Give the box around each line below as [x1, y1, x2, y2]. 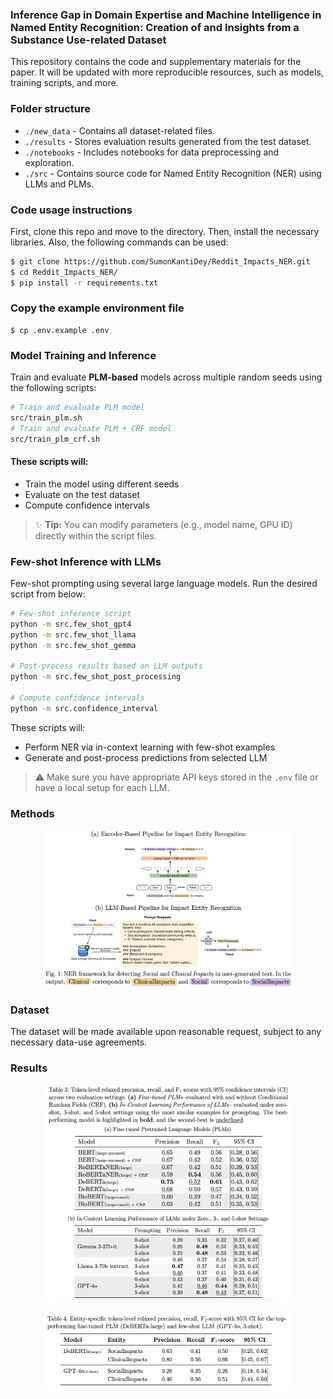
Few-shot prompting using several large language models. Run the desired [10, 578, 318, 590]
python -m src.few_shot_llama [10, 629, 137, 640]
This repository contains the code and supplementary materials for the [10, 56, 302, 68]
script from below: [10, 588, 86, 600]
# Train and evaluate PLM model [10, 403, 145, 413]
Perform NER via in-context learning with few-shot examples [24, 741, 276, 753]
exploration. [24, 156, 75, 168]
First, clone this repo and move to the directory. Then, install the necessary [10, 225, 320, 237]
